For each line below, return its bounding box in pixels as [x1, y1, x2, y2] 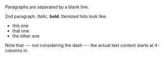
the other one [12, 33, 40, 39]
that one [12, 28, 29, 33]
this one [12, 23, 29, 28]
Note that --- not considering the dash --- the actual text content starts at [5, 43, 154, 48]
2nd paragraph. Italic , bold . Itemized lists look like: [5, 14, 107, 19]
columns [5, 48, 23, 53]
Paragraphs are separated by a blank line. [5, 4, 90, 10]
